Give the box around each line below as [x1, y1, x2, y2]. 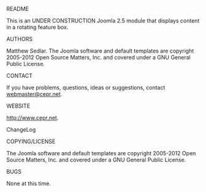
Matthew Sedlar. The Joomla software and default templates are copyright [6, 47, 194, 54]
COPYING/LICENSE [6, 138, 56, 145]
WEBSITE [6, 102, 31, 109]
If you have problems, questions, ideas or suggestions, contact [6, 84, 166, 91]
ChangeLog [6, 126, 36, 133]
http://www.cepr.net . [6, 114, 59, 121]
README [6, 6, 29, 12]
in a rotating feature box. [6, 24, 69, 31]
